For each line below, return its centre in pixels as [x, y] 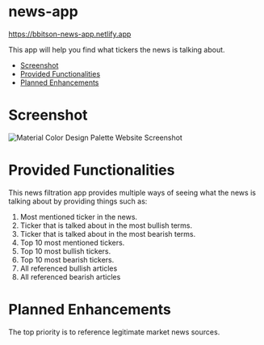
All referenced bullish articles [69, 268]
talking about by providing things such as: [78, 201]
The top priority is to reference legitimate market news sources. [114, 332]
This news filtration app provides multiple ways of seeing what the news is [132, 192]
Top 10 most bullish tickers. [65, 251]
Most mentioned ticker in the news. [79, 217]
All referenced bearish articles [70, 276]
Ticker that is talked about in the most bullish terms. [106, 225]
